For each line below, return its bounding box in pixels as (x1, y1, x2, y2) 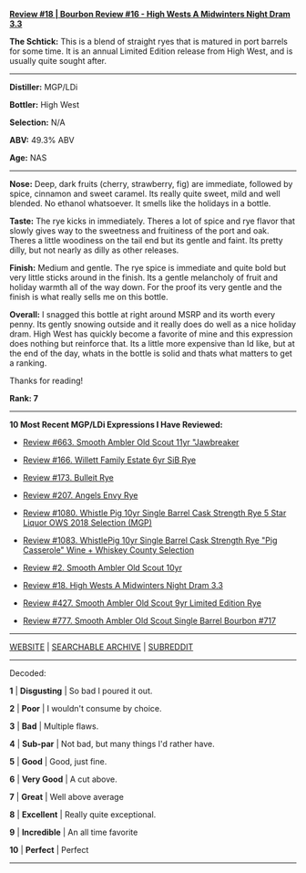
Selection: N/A (9, 117, 66, 128)
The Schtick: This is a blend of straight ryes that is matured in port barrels (9, 36, 289, 47)
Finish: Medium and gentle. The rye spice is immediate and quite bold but (9, 263, 287, 273)
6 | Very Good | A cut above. (9, 774, 117, 785)
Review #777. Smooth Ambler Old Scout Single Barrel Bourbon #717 (22, 616, 276, 626)
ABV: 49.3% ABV (9, 135, 75, 145)
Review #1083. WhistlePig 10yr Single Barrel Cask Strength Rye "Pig (22, 535, 278, 546)
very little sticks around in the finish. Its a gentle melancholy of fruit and (9, 272, 279, 283)
